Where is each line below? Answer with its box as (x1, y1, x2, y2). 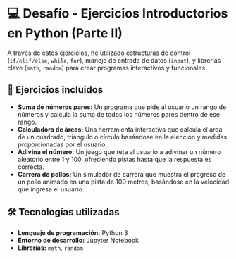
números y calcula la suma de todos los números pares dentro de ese (17, 110, 221, 118)
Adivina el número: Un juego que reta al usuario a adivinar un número (17, 147, 221, 156)
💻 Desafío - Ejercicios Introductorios (7, 6, 228, 22)
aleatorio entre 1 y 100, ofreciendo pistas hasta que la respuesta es (17, 155, 212, 163)
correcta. (17, 163, 44, 171)
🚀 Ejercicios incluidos (7, 84, 104, 96)
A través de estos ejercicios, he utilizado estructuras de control (7, 49, 191, 57)
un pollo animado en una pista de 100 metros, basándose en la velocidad (17, 177, 230, 186)
